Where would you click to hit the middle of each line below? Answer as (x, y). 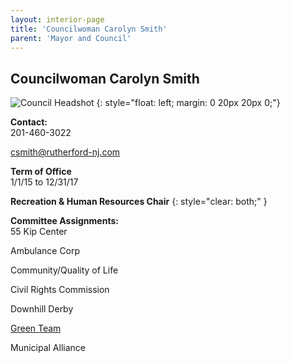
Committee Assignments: (64, 221)
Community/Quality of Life (64, 270)
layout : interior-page (57, 19)
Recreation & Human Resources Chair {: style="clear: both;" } (139, 202)
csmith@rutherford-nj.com (65, 152)
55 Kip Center (39, 232)
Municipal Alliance (48, 348)
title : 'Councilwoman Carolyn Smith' (89, 29)
